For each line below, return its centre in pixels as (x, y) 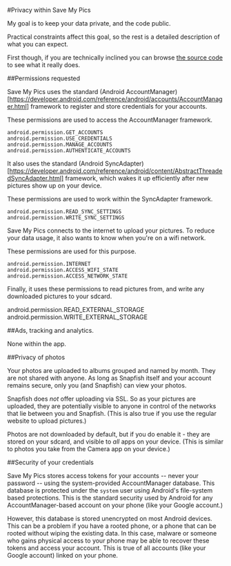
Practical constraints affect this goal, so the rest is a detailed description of (114, 37)
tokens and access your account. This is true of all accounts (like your (107, 548)
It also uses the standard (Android (55, 163)
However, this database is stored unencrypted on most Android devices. (110, 519)
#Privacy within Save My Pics (49, 10)
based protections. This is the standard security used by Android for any (110, 498)
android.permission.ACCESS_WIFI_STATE (63, 270)
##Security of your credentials (51, 462)
